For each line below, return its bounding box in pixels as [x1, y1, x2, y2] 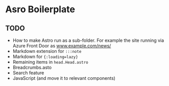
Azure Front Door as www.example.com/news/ [12, 43, 111, 49]
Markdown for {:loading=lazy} [12, 53, 78, 60]
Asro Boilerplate [5, 4, 76, 15]
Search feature [12, 70, 44, 76]
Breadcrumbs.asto [12, 65, 52, 70]
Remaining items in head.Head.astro [12, 59, 88, 65]
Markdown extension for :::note [12, 48, 82, 54]
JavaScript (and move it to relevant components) [12, 75, 116, 81]
